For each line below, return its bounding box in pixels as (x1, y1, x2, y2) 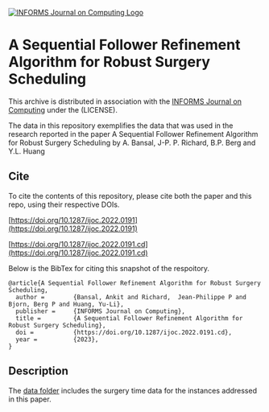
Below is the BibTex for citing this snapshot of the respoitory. (8, 263, 210, 273)
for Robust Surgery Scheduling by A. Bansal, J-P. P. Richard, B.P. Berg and (8, 138, 256, 147)
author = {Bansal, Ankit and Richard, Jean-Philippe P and (15, 293, 247, 301)
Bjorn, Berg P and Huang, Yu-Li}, (8, 300, 125, 308)
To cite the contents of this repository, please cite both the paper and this (8, 191, 252, 200)
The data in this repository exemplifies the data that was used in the (8, 121, 234, 130)
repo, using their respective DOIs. (8, 200, 120, 209)
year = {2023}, (15, 335, 99, 344)
